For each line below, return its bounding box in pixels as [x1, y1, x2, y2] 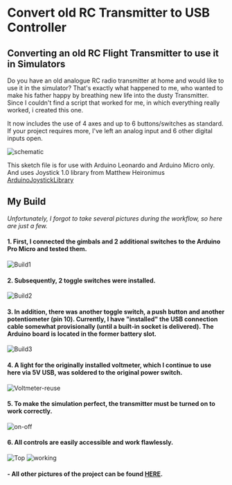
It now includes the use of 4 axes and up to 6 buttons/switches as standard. [7, 119, 224, 128]
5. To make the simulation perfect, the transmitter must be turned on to [7, 400, 216, 408]
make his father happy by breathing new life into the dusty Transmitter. [7, 92, 209, 99]
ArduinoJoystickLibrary [7, 176, 74, 184]
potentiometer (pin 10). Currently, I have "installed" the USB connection [7, 314, 218, 323]
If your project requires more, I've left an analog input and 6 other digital [7, 127, 213, 135]
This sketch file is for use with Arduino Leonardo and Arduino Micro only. [7, 161, 215, 169]
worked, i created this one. [7, 106, 84, 114]
